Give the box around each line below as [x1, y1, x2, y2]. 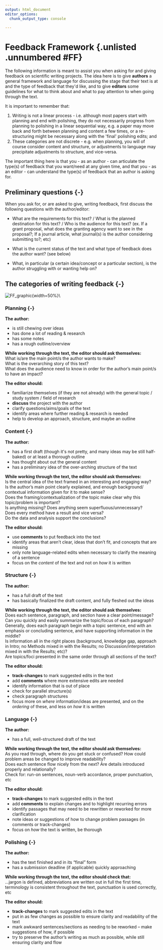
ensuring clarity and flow [12, 939, 62, 946]
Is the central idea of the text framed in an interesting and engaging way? [5, 479, 151, 485]
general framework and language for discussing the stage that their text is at [5, 78, 158, 84]
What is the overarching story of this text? [5, 361, 89, 367]
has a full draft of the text [12, 592, 63, 598]
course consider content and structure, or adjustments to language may [12, 144, 156, 150]
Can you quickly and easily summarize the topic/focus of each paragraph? [5, 617, 154, 623]
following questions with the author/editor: [5, 206, 90, 212]
